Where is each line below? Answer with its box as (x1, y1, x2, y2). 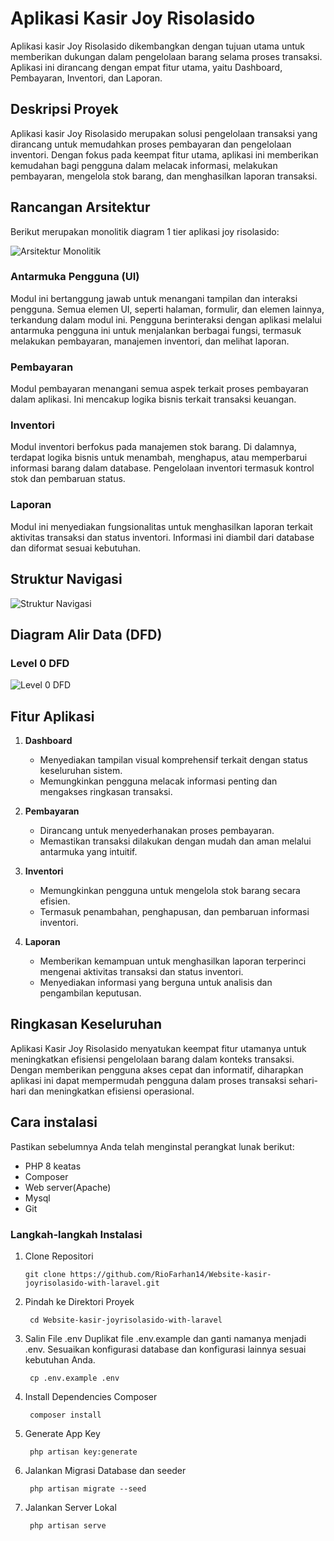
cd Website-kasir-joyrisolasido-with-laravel (29, 1315, 223, 1325)
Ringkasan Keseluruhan (10, 1016, 162, 1033)
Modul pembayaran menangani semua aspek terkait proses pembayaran (10, 383, 309, 395)
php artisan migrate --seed (29, 1483, 147, 1494)
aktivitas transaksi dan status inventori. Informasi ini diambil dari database (10, 531, 315, 543)
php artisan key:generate (29, 1447, 138, 1457)
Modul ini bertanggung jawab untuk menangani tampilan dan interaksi (10, 292, 298, 304)
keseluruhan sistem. (39, 765, 123, 777)
